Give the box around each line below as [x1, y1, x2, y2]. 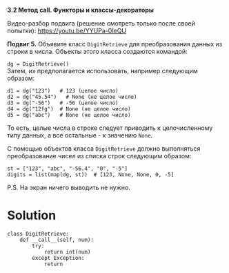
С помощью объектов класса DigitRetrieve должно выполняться [7, 144, 201, 153]
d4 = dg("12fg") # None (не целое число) [7, 106, 131, 113]
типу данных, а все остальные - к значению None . [7, 131, 153, 139]
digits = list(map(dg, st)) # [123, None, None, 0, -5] [7, 171, 175, 178]
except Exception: [32, 254, 85, 261]
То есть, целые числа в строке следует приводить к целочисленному [7, 124, 213, 132]
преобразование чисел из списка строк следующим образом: [7, 152, 192, 160]
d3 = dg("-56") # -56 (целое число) [7, 100, 119, 106]
